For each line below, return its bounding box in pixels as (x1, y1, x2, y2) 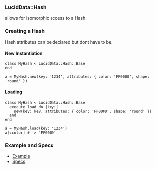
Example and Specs (5, 142, 53, 149)
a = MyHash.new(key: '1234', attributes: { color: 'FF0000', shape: (5, 74, 150, 79)
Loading (5, 89, 22, 95)
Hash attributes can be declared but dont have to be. (5, 39, 113, 45)
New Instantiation (5, 50, 43, 56)
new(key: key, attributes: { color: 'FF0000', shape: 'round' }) (14, 109, 152, 113)
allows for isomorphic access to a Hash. (5, 15, 87, 21)
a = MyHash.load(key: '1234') (5, 126, 68, 131)
